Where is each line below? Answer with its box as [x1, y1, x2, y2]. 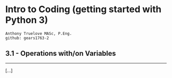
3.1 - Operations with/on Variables [5, 49, 116, 58]
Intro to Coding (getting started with [5, 4, 162, 15]
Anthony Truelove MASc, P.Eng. [5, 31, 72, 36]
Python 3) [5, 14, 49, 26]
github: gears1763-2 [5, 35, 50, 41]
